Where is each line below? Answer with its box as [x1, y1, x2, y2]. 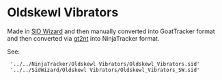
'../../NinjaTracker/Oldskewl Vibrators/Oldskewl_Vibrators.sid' [10, 60, 200, 67]
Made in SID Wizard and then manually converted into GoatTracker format [7, 27, 215, 35]
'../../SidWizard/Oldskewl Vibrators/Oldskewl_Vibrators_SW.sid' [10, 66, 200, 73]
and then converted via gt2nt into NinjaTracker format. [7, 34, 160, 42]
